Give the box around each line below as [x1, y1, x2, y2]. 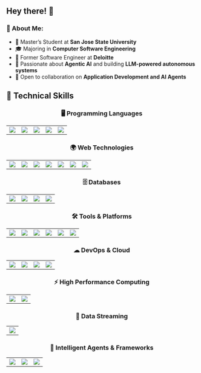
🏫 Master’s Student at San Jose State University [15, 38, 137, 46]
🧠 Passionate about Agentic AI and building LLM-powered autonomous [15, 60, 196, 67]
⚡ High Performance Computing [53, 278, 150, 286]
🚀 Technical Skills [6, 91, 74, 101]
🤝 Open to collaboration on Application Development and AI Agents [15, 73, 186, 80]
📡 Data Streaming [75, 312, 128, 320]
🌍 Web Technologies [69, 143, 134, 152]
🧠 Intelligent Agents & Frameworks [50, 344, 154, 352]
